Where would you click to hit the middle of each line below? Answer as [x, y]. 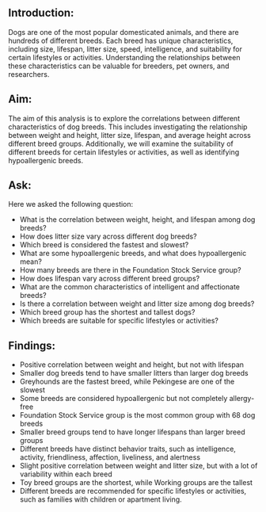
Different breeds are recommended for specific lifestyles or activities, [133, 491]
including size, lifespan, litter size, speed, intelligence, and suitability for [125, 49]
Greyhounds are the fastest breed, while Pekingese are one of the [127, 382]
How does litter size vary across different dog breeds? [108, 236]
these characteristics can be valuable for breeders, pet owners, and [119, 66]
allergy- [242, 399]
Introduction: [41, 13]
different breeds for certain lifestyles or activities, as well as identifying [124, 152]
